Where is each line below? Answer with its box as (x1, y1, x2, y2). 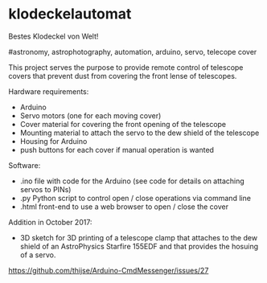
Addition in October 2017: (8, 217, 92, 227)
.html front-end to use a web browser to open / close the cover (19, 202, 229, 211)
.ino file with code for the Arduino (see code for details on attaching (19, 176, 245, 186)
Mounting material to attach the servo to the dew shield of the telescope (19, 128, 260, 137)
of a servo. (19, 250, 56, 260)
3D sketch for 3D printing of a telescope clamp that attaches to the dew (19, 232, 258, 242)
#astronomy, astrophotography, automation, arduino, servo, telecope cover (8, 47, 257, 56)
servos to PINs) (19, 184, 72, 194)
